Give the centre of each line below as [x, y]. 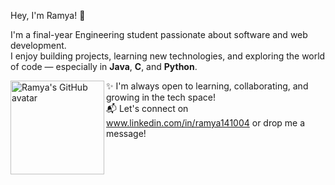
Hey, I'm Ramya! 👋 [48, 15]
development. [38, 45]
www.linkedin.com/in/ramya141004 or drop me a [206, 123]
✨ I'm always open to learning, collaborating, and [207, 86]
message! [126, 133]
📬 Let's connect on [147, 108]
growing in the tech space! [161, 97]
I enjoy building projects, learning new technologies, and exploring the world [168, 56]
